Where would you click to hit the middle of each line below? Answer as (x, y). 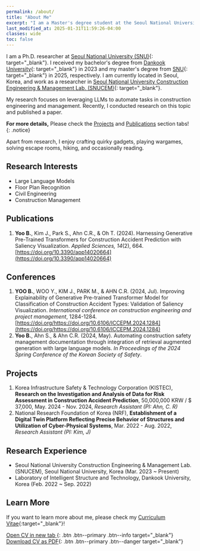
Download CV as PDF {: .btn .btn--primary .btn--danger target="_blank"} (95, 541)
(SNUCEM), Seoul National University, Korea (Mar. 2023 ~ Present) (97, 472)
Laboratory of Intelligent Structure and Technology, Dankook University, (103, 478)
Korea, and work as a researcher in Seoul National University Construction (97, 82)
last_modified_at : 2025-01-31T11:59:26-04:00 (63, 28)
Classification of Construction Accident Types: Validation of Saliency (99, 304)
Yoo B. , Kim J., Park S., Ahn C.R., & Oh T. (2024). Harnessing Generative (104, 233)
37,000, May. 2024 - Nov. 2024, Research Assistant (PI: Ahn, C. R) (96, 407)
